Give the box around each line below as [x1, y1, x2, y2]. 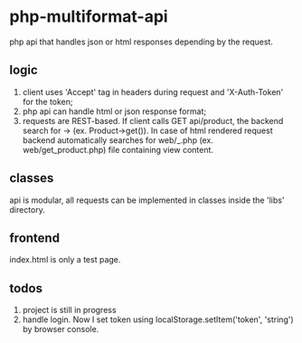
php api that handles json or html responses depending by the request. [9, 36, 274, 47]
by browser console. [22, 324, 99, 335]
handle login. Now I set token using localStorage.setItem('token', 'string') [22, 314, 294, 325]
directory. [9, 204, 45, 214]
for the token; [22, 96, 73, 107]
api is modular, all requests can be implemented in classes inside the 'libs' [9, 195, 285, 205]
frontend [9, 230, 61, 245]
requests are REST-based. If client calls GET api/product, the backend [22, 115, 284, 126]
